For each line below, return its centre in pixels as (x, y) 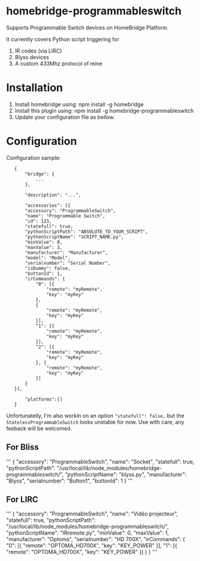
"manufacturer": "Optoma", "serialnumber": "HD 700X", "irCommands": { (96, 539)
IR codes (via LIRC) (39, 51)
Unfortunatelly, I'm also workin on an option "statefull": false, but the (96, 416)
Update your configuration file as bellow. (65, 117)
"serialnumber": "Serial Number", (68, 263)
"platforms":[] (44, 399)
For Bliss (22, 447)
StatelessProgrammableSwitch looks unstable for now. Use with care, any (95, 422)
